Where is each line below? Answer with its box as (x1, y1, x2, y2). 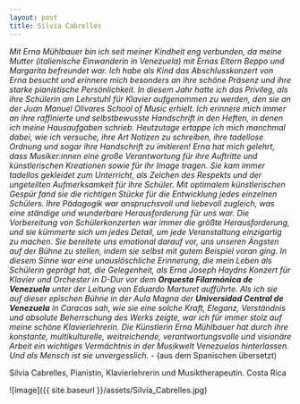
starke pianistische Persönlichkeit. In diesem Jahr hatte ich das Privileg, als (9, 84, 288, 95)
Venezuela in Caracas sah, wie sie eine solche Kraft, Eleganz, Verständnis (9, 302, 287, 313)
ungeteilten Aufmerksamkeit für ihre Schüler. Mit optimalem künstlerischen (9, 179, 287, 189)
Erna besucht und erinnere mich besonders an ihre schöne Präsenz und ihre (9, 74, 292, 85)
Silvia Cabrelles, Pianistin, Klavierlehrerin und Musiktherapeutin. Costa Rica (9, 367, 287, 378)
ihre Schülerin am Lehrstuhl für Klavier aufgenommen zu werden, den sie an (9, 93, 291, 104)
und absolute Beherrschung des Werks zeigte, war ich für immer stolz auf (9, 312, 282, 323)
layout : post (9, 13, 58, 22)
